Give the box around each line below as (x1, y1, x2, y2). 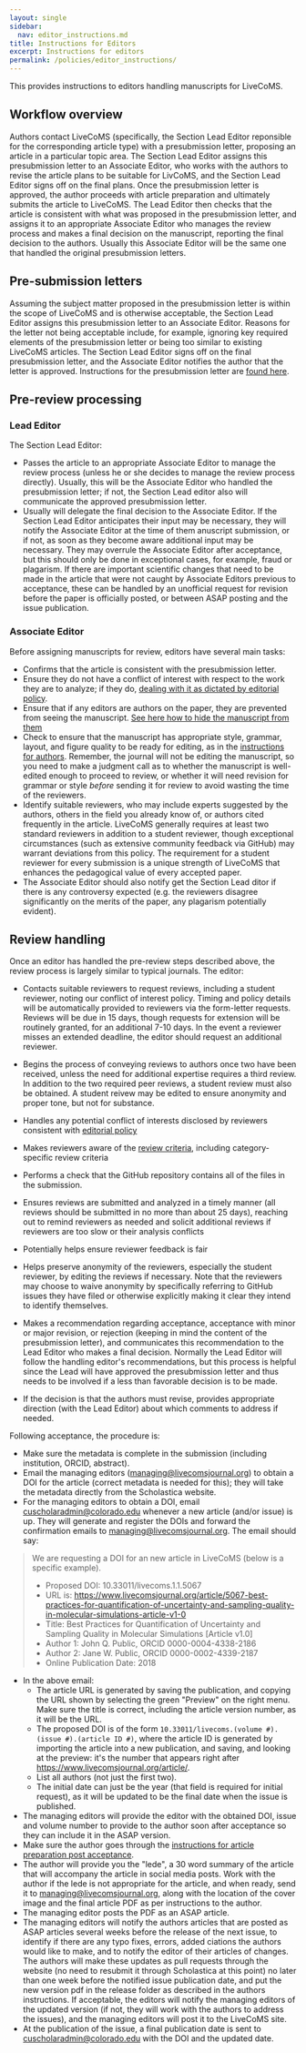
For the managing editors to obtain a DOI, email (22, 1497, 200, 1508)
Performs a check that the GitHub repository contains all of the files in (22, 1170, 285, 1181)
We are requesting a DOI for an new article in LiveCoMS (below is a (31, 1553, 284, 1564)
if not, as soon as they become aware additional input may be (22, 534, 254, 546)
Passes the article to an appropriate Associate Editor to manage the (22, 457, 276, 469)
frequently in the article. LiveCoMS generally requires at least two (22, 818, 270, 829)
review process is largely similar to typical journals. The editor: (9, 966, 244, 977)
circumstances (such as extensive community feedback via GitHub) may (22, 838, 295, 849)
